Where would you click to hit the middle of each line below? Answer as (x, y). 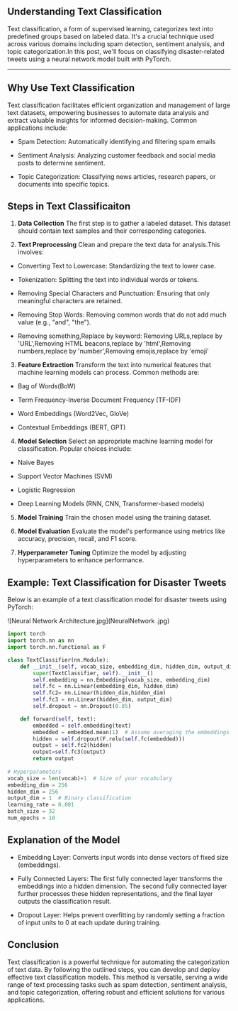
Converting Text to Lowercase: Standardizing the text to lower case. (117, 266)
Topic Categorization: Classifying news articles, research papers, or (117, 176)
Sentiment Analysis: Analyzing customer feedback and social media (117, 155)
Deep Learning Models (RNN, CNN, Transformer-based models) (111, 504)
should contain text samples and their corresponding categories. (112, 231)
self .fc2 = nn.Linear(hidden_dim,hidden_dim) (100, 693)
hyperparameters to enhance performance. (81, 560)
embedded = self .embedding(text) (82, 726)
